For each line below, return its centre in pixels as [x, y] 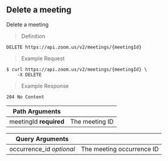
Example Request [43, 58]
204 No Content [25, 97]
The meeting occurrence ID [120, 149]
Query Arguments [42, 139]
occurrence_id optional [42, 149]
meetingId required [37, 121]
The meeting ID [92, 121]
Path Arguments [37, 111]
